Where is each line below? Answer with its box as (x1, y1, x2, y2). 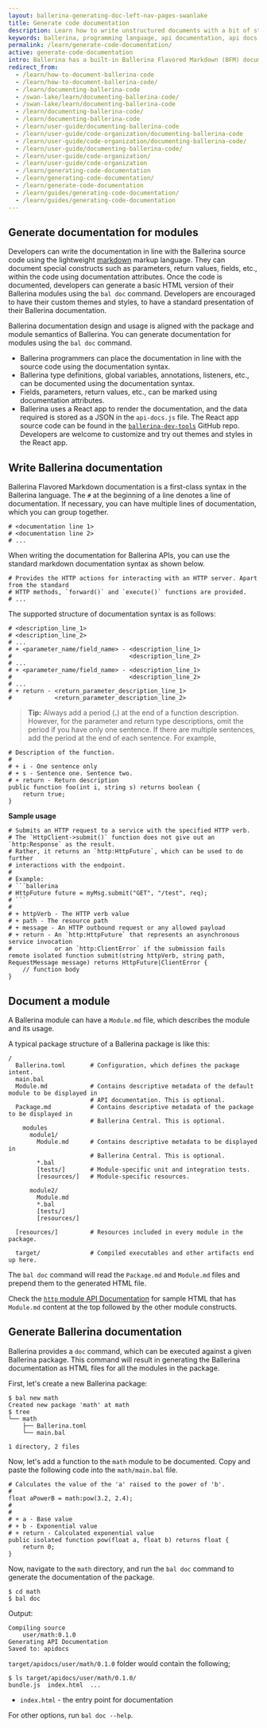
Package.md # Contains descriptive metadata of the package (15, 1103, 254, 1111)
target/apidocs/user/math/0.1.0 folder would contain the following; (8, 1658, 230, 1668)
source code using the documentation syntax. (19, 362, 171, 372)
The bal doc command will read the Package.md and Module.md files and (8, 1270, 241, 1279)
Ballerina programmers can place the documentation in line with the (19, 354, 242, 363)
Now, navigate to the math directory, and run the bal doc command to (8, 1564, 234, 1573)
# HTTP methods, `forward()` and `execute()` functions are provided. (8, 589, 247, 597)
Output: (8, 1608, 33, 1618)
